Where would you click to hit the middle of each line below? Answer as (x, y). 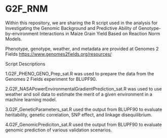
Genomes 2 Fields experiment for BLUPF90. (51, 79)
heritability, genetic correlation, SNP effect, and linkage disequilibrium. (79, 115)
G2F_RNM (27, 9)
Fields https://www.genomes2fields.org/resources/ (58, 54)
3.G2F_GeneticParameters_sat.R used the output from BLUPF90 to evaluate (84, 109)
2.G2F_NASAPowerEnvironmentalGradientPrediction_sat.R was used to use (83, 88)
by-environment (22, 33)
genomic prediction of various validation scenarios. (59, 130)
